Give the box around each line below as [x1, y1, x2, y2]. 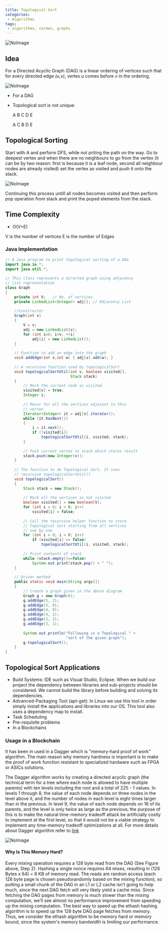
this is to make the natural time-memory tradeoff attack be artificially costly [5, 811, 161, 818]
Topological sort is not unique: [12, 102, 75, 108]
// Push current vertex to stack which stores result [23, 448, 138, 453]
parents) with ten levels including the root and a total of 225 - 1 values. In [5, 785, 156, 791]
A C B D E [12, 122, 33, 128]
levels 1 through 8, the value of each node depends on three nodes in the [5, 790, 156, 796]
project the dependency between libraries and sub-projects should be [12, 682, 157, 688]
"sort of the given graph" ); [66, 635, 127, 640]
